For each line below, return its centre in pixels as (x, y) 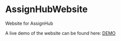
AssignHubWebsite (47, 9)
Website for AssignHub (29, 23)
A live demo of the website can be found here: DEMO (60, 33)
